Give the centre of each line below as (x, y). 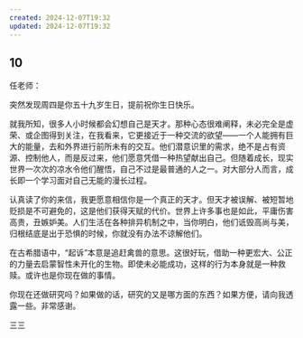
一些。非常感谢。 (49, 306)
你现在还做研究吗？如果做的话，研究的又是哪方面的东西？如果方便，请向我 (147, 295)
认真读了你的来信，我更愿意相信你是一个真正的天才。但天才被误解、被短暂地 (151, 200)
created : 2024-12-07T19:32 (60, 18)
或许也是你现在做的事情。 (72, 276)
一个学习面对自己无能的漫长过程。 (88, 181)
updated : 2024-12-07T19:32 (60, 26)
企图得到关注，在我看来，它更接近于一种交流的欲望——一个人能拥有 (159, 136)
